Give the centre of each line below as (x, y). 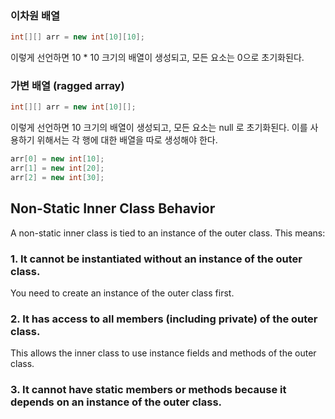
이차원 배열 (35, 15)
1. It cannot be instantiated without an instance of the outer (156, 259)
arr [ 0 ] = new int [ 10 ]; (57, 159)
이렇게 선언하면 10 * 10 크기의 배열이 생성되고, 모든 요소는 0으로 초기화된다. (157, 58)
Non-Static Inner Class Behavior (113, 208)
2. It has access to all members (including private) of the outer (164, 319)
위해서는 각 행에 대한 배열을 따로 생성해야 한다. (127, 140)
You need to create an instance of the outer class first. (122, 293)
